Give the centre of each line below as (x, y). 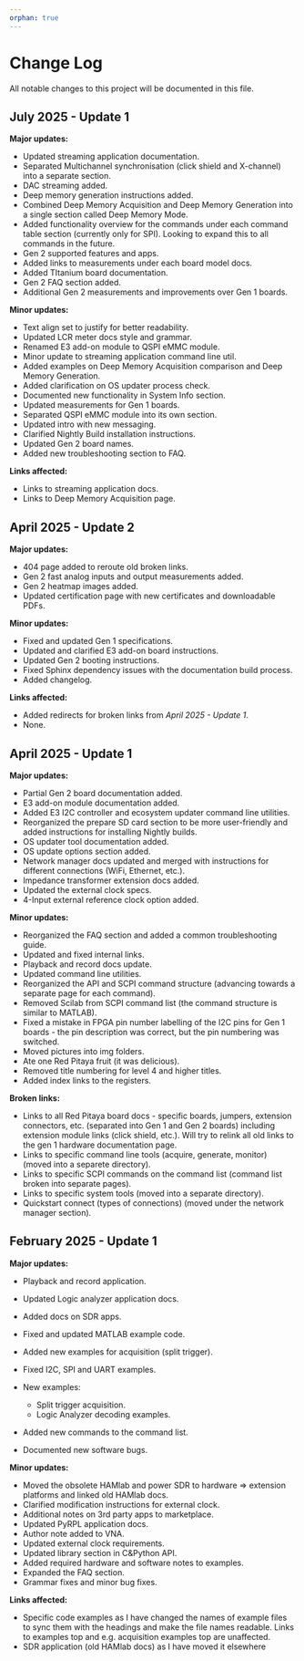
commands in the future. (69, 244)
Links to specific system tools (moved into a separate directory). (143, 1193)
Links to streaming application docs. (91, 489)
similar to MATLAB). (60, 1012)
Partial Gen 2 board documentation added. (102, 793)
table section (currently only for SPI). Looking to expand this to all (145, 234)
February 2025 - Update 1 (83, 1241)
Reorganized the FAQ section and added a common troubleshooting (150, 935)
